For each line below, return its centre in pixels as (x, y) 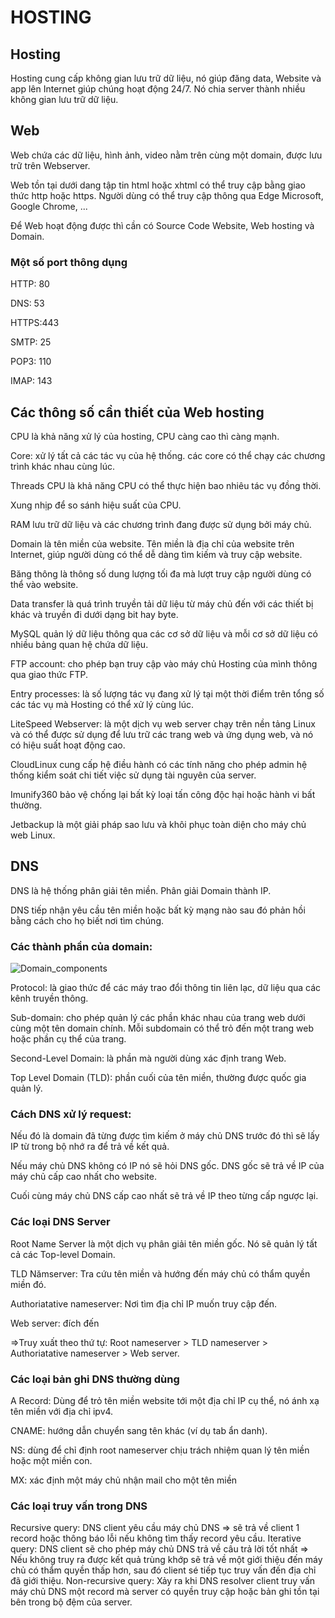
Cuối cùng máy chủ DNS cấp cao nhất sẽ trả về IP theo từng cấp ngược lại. (164, 1196)
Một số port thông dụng (69, 262)
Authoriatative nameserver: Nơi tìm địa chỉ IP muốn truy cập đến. (144, 1303)
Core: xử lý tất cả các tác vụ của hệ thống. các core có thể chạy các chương (168, 455)
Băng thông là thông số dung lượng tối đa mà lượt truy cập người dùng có (161, 573)
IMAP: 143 (31, 381)
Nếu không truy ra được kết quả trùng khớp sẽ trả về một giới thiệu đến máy (166, 1560)
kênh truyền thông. (49, 998)
